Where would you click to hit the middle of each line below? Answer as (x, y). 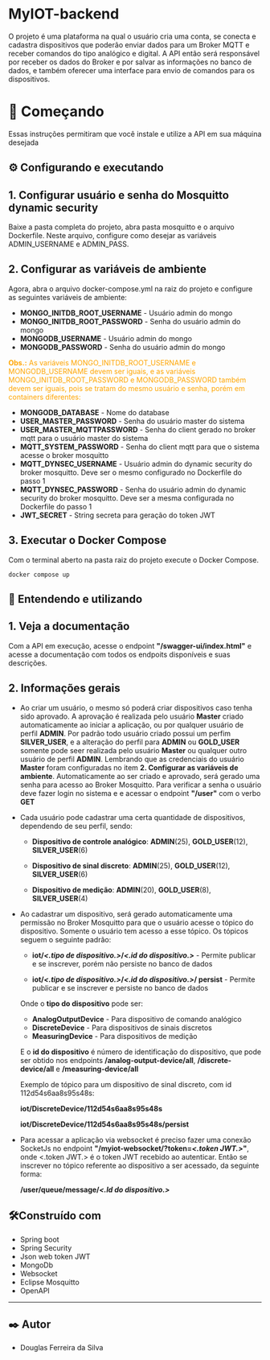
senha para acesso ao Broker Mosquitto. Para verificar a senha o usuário (141, 785)
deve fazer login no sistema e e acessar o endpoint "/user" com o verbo (140, 793)
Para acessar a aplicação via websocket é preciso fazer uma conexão (135, 1140)
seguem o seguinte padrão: (65, 939)
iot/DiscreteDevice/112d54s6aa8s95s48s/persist (104, 1124)
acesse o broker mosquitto (64, 455)
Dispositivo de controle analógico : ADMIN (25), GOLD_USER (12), (140, 841)
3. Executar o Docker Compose (88, 540)
